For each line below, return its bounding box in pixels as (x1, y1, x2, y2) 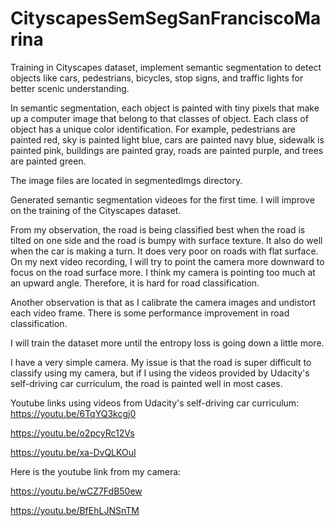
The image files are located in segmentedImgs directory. (10, 174, 243, 186)
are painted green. (10, 155, 87, 167)
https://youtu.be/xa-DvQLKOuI (10, 446, 137, 458)
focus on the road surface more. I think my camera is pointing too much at (10, 266, 316, 278)
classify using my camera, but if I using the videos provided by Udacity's (10, 367, 310, 379)
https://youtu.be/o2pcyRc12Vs (10, 427, 135, 439)
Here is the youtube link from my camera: (10, 465, 182, 477)
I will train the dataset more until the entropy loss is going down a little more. (10, 337, 325, 349)
